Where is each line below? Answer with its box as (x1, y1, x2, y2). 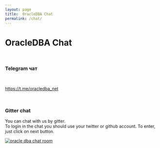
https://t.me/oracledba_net (5, 85, 59, 91)
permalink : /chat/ (5, 16, 42, 21)
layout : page (5, 7, 32, 12)
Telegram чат (5, 65, 38, 72)
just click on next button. (5, 128, 54, 134)
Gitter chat (5, 107, 31, 114)
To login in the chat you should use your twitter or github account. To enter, (5, 123, 156, 129)
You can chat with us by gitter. (5, 118, 65, 124)
